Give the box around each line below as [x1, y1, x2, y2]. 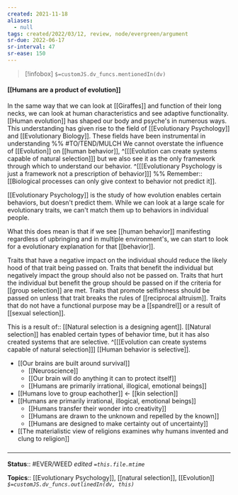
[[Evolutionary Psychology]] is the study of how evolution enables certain [7, 191, 222, 200]
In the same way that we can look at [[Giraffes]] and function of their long [7, 102, 222, 110]
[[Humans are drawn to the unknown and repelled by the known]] [28, 412, 220, 420]
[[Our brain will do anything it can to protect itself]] [28, 374, 177, 383]
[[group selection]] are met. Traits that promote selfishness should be [7, 286, 210, 295]
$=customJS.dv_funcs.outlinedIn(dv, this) [7, 481, 135, 489]
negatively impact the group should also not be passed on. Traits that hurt [7, 271, 223, 280]
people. [7, 214, 30, 222]
